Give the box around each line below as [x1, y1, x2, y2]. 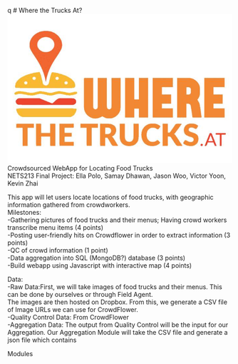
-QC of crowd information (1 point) [7, 246, 108, 254]
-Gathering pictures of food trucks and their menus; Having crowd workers [7, 216, 227, 224]
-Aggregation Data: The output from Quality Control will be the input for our [7, 320, 229, 329]
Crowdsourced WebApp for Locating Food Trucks [7, 163, 153, 172]
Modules [7, 349, 33, 358]
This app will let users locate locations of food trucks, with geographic [7, 193, 214, 201]
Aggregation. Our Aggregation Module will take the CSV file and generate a [7, 328, 228, 336]
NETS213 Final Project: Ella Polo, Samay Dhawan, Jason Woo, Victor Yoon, [7, 171, 227, 180]
